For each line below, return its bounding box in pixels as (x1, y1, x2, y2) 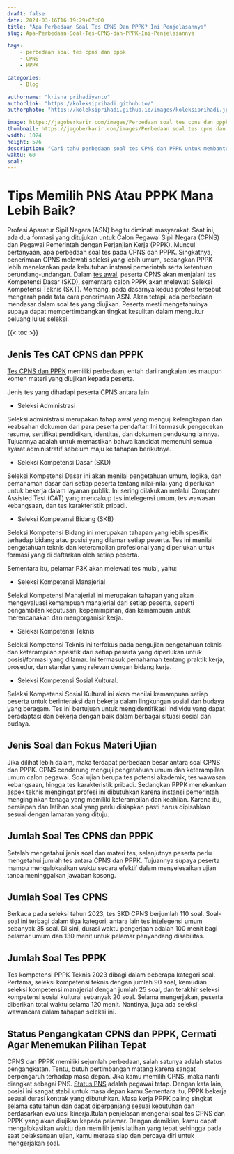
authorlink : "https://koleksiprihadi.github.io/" (7, 100, 155, 107)
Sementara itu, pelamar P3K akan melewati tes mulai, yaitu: (7, 564, 178, 572)
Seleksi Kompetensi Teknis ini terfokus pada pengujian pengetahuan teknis (7, 640, 223, 649)
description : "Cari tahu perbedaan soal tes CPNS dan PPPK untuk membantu (7, 144, 229, 152)
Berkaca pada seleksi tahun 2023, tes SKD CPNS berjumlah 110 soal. (7, 910, 205, 918)
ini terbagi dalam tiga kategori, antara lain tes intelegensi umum (20, 917, 203, 925)
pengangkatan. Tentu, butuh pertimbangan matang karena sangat (7, 1065, 196, 1073)
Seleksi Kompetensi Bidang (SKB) (17, 515, 114, 523)
